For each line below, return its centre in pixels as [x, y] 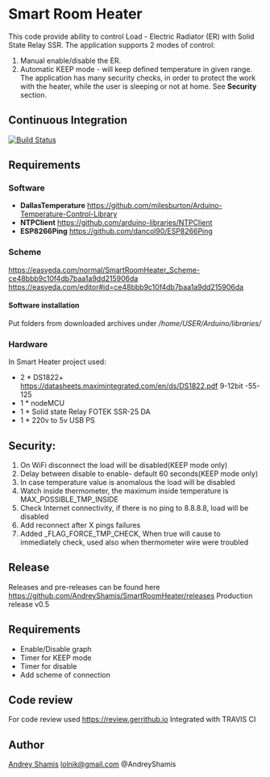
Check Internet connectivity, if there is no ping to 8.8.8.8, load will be [134, 508]
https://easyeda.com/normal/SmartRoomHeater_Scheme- [104, 269]
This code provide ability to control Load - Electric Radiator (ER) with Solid [131, 36]
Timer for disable [48, 666]
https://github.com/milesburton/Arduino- [155, 206]
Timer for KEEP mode [56, 658]
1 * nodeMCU [42, 403]
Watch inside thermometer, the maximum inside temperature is [124, 491]
